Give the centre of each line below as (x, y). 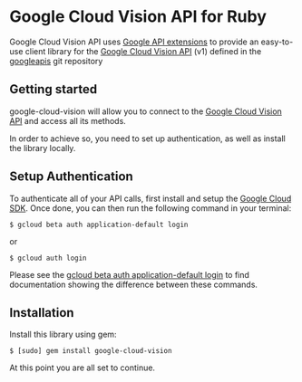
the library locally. (43, 148)
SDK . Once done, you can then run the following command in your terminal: (151, 208)
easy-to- (277, 42)
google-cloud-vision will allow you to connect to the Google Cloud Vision (146, 111)
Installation (42, 313)
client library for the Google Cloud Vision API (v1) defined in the (143, 51)
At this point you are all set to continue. (83, 368)
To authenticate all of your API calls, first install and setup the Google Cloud (151, 198)
